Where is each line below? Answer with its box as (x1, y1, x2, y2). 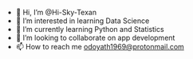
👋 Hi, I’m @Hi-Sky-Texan (15, 8, 97, 17)
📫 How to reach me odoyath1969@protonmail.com (15, 42, 185, 51)
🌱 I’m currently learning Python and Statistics (15, 25, 165, 33)
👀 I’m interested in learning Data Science (15, 16, 150, 26)
